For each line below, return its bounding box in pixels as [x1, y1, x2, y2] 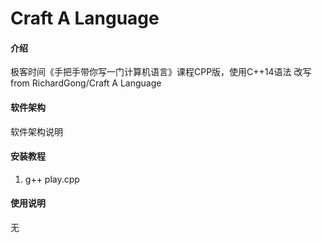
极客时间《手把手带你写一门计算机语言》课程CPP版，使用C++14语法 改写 [10, 66, 312, 78]
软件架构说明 [10, 125, 63, 137]
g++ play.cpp [24, 173, 80, 185]
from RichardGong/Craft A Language [10, 77, 162, 89]
